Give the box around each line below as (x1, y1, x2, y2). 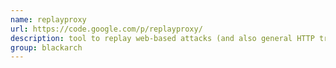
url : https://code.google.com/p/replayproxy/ (10, 24, 203, 34)
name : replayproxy (10, 14, 87, 25)
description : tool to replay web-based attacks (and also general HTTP (10, 33, 315, 43)
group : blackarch (10, 42, 83, 53)
